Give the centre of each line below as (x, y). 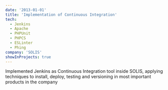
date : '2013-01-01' (26, 10)
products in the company (32, 82)
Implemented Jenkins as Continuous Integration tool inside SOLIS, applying (84, 71)
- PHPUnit (20, 33)
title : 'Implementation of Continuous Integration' (61, 15)
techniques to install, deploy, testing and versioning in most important (78, 77)
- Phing (18, 48)
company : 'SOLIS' (24, 52)
